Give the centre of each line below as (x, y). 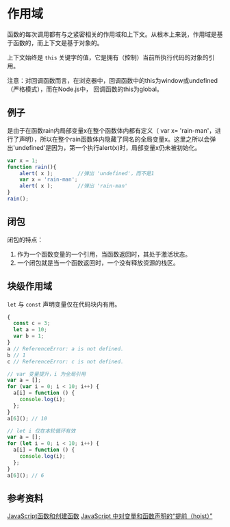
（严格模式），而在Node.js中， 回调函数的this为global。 (85, 89)
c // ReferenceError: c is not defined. (66, 361)
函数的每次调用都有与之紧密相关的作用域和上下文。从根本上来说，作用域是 (112, 34)
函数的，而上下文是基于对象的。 (58, 42)
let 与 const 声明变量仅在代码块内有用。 (64, 304)
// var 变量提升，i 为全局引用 (47, 374)
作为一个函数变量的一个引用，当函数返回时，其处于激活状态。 (104, 254)
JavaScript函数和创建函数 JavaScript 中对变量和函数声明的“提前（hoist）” (110, 516)
